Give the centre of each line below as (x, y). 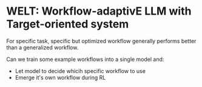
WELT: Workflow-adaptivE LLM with (99, 11)
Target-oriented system (68, 24)
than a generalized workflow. (42, 47)
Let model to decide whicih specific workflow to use (80, 71)
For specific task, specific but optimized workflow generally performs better (101, 41)
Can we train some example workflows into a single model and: (85, 59)
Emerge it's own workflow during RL (60, 77)
